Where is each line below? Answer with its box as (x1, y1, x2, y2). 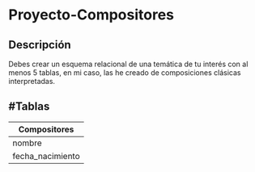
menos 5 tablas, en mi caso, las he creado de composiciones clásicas (8, 68, 241, 78)
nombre (12, 137, 42, 149)
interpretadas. (8, 77, 55, 86)
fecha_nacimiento (12, 150, 80, 162)
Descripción (8, 38, 71, 52)
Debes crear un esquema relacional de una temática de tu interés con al (8, 59, 249, 69)
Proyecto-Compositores (8, 6, 175, 24)
